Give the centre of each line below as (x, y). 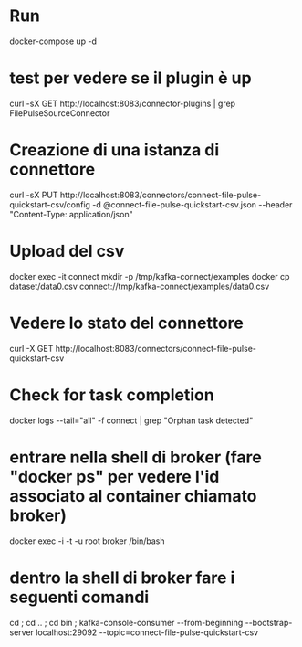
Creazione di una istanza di (115, 150)
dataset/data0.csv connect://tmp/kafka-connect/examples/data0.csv (140, 286)
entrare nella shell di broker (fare (135, 457)
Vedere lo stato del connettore (126, 323)
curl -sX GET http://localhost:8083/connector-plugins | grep (122, 103)
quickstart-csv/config (50, 204)
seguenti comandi (79, 597)
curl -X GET (31, 348)
